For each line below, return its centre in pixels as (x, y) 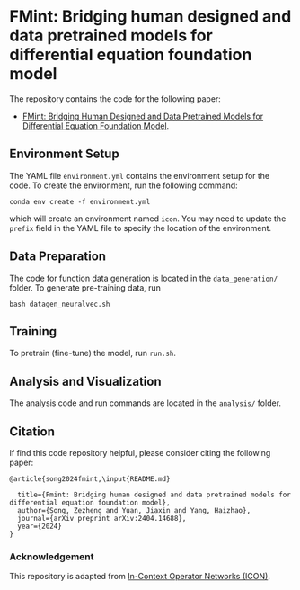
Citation (32, 431)
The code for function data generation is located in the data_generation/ (144, 278)
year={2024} (40, 526)
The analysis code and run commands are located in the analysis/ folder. (145, 403)
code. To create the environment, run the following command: (124, 185)
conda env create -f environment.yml (80, 201)
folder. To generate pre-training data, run (85, 287)
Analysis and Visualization (85, 381)
